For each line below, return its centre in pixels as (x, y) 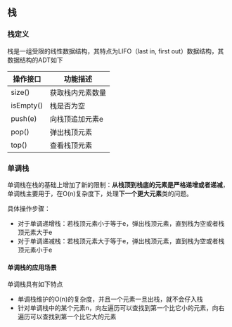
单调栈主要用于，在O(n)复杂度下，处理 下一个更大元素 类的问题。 (100, 193)
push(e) (24, 118)
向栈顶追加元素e (77, 119)
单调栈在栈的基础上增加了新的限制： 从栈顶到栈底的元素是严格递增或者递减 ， (118, 184)
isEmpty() (27, 105)
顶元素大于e (35, 232)
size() (20, 92)
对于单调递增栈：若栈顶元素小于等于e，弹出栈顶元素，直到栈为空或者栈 (121, 223)
